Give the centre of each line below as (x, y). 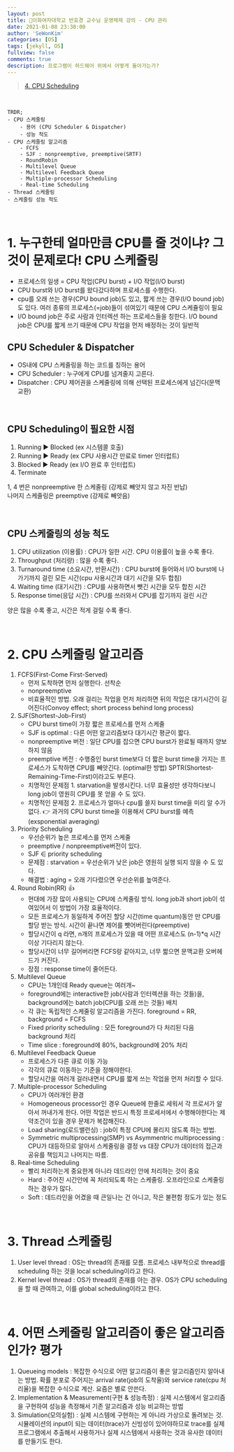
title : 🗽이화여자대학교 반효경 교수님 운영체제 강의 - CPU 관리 (87, 20)
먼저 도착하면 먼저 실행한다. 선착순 (74, 682)
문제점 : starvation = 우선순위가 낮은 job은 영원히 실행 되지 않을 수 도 (122, 862)
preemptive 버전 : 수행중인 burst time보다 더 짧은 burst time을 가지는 (123, 759)
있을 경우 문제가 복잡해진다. (89, 1121)
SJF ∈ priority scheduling (65, 854)
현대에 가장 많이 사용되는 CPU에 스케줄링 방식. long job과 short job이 (123, 898)
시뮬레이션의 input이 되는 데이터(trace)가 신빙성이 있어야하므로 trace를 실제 (121, 1423)
